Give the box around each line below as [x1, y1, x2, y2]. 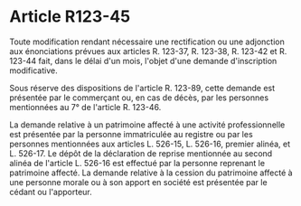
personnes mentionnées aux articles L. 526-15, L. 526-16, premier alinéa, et [9, 138, 291, 149]
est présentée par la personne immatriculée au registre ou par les [9, 128, 253, 139]
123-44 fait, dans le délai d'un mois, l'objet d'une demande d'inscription [9, 55, 277, 66]
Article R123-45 [9, 6, 131, 27]
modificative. [9, 65, 58, 76]
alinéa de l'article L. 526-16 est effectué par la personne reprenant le [9, 157, 265, 168]
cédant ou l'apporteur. [9, 186, 92, 197]
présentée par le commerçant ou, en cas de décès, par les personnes [9, 92, 269, 103]
